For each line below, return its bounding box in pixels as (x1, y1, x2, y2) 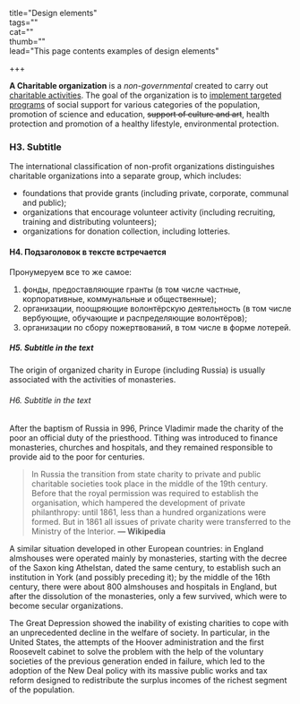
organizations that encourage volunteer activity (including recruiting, (21, 207, 276, 218)
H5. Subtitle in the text (9, 342, 94, 353)
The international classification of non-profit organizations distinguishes (9, 161, 275, 172)
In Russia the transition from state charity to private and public (30, 468, 261, 479)
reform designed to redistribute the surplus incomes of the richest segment (9, 674, 287, 685)
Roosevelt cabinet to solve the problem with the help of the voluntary (9, 646, 264, 657)
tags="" (9, 17, 39, 28)
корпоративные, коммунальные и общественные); (21, 293, 217, 304)
